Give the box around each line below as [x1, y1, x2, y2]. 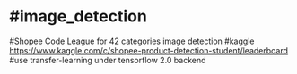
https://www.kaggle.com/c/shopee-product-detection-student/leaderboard [9, 45, 289, 55]
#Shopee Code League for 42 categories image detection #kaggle [9, 36, 255, 46]
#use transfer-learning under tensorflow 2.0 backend [9, 54, 206, 65]
